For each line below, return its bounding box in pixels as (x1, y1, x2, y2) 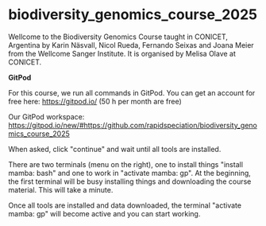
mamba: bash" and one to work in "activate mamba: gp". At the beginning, (8, 168, 252, 177)
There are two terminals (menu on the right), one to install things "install (8, 159, 244, 169)
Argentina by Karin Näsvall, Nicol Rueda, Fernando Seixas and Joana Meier (8, 40, 254, 49)
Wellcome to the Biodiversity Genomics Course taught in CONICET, (8, 32, 229, 41)
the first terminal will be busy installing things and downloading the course (8, 177, 252, 186)
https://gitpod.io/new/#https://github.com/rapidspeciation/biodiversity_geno (8, 120, 258, 130)
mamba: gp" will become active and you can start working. (8, 208, 201, 218)
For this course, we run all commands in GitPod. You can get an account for (8, 88, 256, 97)
